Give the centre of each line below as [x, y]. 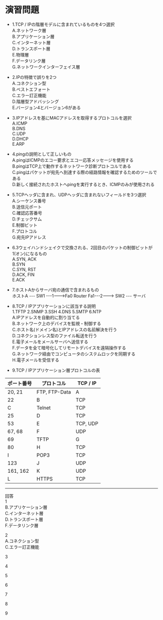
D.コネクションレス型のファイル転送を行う [55, 335]
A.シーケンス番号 [29, 201]
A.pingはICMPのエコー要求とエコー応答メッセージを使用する [73, 160]
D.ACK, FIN [23, 275]
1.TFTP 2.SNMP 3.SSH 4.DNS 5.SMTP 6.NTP [57, 311]
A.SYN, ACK [24, 259]
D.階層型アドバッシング [35, 101]
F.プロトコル [24, 231]
